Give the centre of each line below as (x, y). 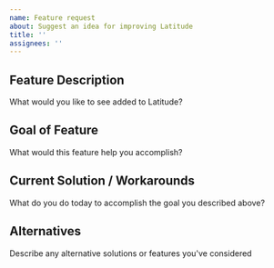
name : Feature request (52, 18)
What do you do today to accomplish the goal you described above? (137, 203)
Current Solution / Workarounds (102, 181)
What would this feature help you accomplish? (96, 152)
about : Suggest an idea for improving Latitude (101, 26)
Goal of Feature (54, 130)
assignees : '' (36, 43)
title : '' (28, 35)
